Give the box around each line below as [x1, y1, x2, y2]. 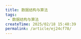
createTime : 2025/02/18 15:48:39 [5, 21, 76, 27]
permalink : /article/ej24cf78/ [5, 26, 72, 31]
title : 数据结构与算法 [5, 7, 48, 13]
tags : [5, 12, 17, 17]
